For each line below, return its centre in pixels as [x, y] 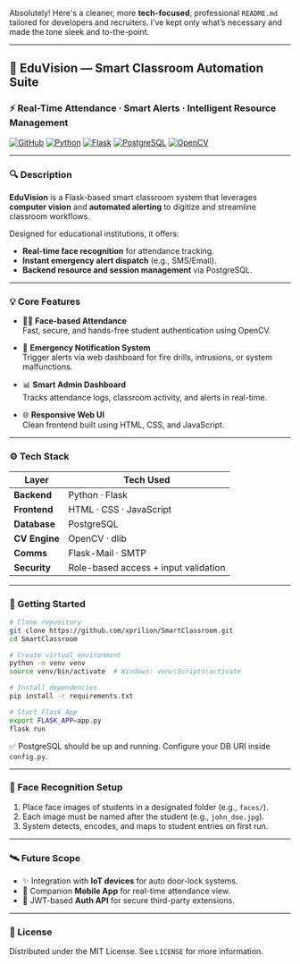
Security [33, 567]
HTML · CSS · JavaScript [120, 509]
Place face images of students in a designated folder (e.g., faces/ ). [146, 807]
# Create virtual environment [66, 655]
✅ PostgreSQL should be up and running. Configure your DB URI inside [140, 746]
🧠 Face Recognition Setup [66, 788]
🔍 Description [41, 174]
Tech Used [147, 479]
